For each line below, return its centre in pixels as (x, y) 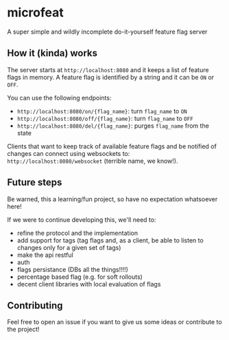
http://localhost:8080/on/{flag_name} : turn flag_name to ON (102, 111)
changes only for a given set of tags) (69, 247)
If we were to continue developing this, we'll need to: (82, 219)
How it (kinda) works (52, 53)
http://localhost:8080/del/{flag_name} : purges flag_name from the (113, 126)
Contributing (35, 305)
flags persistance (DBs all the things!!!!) (73, 269)
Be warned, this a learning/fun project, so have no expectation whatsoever (112, 199)
